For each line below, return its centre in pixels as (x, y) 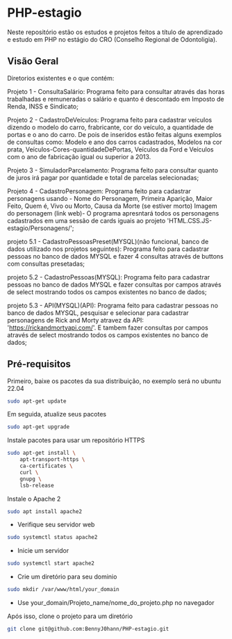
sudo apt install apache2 (44, 511)
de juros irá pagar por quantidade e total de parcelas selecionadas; (103, 177)
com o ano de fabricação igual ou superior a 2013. (79, 156)
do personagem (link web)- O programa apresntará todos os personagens (113, 213)
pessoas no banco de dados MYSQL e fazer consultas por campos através (114, 284)
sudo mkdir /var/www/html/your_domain (63, 590)
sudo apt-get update (37, 401)
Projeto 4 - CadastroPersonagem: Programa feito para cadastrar (99, 191)
